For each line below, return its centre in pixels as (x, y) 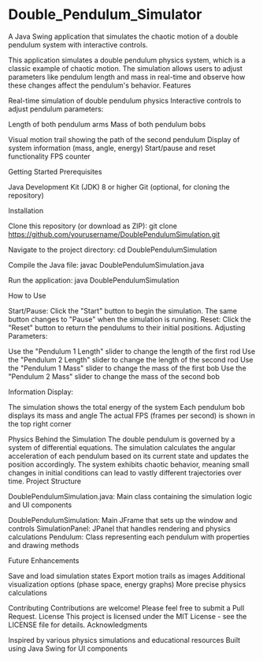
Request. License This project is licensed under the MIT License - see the (128, 616)
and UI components (40, 505)
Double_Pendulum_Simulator (105, 15)
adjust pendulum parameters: (56, 109)
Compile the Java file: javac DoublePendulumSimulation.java (106, 265)
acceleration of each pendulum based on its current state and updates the (129, 456)
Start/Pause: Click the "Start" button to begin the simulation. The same (123, 310)
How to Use (27, 295)
